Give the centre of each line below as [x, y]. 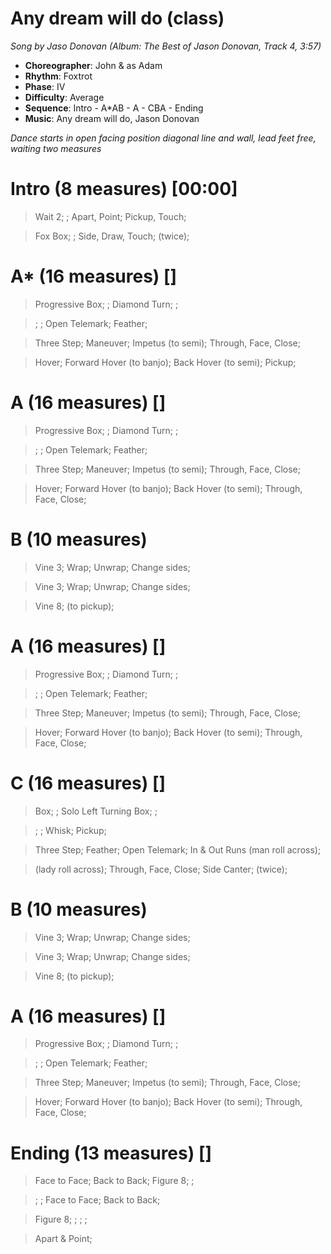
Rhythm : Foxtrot [58, 76]
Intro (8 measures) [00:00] [124, 189]
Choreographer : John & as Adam [93, 65]
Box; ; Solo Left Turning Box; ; [96, 811]
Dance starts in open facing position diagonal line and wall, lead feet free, [163, 138]
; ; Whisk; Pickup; [70, 830]
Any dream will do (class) [117, 18]
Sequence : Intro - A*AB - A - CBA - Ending [114, 108]
